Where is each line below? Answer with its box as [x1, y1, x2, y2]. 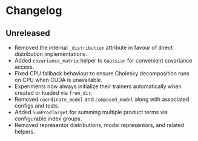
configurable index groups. [14, 115, 82, 122]
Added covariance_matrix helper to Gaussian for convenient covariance [14, 57, 193, 64]
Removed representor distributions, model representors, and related [14, 122, 185, 128]
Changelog [5, 4, 62, 18]
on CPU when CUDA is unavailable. [14, 77, 103, 83]
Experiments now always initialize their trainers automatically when [14, 83, 182, 90]
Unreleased [5, 28, 51, 38]
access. [14, 63, 35, 70]
